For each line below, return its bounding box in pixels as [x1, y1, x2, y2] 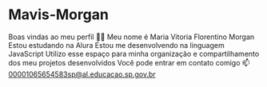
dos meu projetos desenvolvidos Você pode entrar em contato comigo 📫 [8, 57, 250, 67]
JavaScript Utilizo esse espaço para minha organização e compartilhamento [8, 49, 260, 58]
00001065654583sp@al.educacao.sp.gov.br [8, 69, 156, 79]
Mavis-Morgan [8, 6, 110, 24]
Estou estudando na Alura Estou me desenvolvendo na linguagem [8, 40, 225, 49]
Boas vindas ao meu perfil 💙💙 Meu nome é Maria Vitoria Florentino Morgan [8, 32, 255, 42]
